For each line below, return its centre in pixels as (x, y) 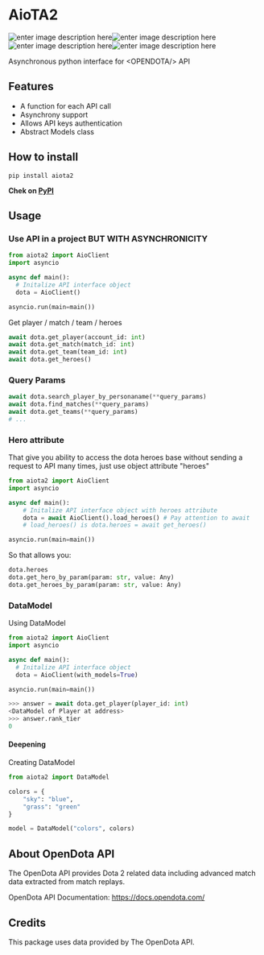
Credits (27, 922)
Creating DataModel (41, 763)
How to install (43, 157)
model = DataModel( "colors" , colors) (72, 829)
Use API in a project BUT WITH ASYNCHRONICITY (108, 238)
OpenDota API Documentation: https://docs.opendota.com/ (107, 897)
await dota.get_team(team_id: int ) (68, 352)
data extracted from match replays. (67, 882)
